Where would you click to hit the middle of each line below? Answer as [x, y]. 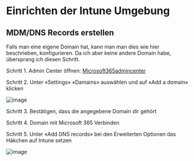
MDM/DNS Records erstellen [60, 33]
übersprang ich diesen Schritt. [43, 59]
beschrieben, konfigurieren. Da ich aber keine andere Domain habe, [89, 53]
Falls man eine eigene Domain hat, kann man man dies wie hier [83, 47]
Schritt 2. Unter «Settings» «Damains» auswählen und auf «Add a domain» [97, 82]
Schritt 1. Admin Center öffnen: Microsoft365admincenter [76, 71]
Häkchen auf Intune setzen [39, 140]
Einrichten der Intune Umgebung [88, 11]
